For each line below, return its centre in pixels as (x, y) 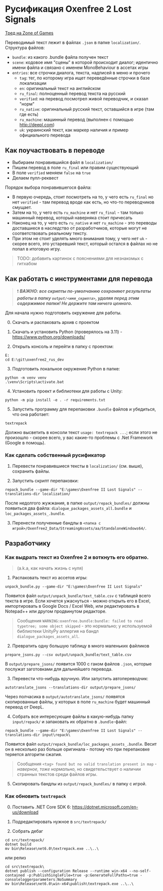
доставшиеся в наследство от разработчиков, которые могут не (79, 228)
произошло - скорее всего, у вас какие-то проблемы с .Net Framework (79, 437)
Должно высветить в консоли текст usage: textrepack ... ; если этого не (81, 432)
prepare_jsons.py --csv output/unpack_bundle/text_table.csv (68, 655)
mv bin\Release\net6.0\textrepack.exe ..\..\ (52, 848)
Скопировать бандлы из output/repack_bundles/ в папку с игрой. (79, 783)
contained (15, 875)
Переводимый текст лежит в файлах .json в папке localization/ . (73, 42)
